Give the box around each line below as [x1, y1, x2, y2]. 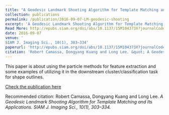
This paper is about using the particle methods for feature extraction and [5, 63, 156, 69]
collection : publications [5, 12, 59, 17]
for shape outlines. [5, 74, 44, 80]
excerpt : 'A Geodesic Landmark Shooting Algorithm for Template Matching [5, 21, 163, 27]
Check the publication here [5, 83, 61, 89]
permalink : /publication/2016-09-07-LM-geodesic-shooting [5, 17, 129, 22]
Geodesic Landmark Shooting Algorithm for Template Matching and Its [5, 98, 152, 104]
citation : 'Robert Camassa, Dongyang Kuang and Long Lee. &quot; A [5, 49, 150, 54]
